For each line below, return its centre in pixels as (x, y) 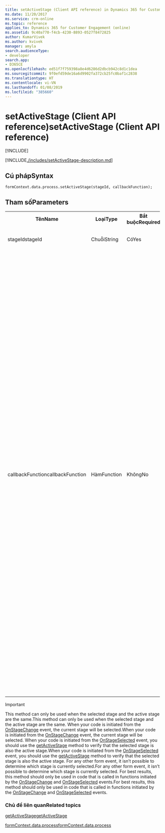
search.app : (17, 60)
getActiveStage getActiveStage (36, 816)
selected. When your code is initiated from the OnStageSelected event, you (81, 740)
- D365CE (14, 64)
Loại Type (107, 219)
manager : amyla (21, 46)
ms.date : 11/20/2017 (26, 14)
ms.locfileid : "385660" (29, 92)
